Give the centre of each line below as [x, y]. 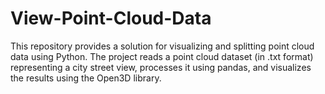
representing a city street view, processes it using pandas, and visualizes [161, 67]
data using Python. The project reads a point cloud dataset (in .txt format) [162, 56]
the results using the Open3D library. [86, 78]
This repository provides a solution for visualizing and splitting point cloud [162, 46]
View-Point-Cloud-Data [111, 18]
